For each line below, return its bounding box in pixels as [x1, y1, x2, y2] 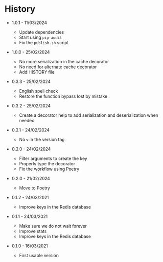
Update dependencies [19, 29, 64, 35]
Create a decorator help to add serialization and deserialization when [19, 112, 159, 118]
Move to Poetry [19, 185, 50, 191]
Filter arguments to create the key [19, 156, 88, 161]
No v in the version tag [19, 136, 65, 142]
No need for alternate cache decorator [19, 64, 97, 70]
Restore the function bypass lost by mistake [19, 93, 108, 99]
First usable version [19, 252, 59, 258]
